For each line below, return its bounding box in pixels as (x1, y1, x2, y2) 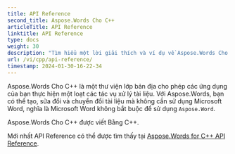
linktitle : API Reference (7, 30, 83, 37)
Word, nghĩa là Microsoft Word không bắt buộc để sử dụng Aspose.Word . (7, 104, 216, 113)
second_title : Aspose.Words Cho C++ (7, 17, 115, 24)
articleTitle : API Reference (7, 23, 93, 30)
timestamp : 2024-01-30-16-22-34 (7, 63, 102, 70)
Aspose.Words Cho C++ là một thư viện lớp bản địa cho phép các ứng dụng (7, 82, 227, 90)
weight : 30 (7, 43, 39, 50)
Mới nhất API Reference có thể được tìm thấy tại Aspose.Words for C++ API (7, 131, 226, 140)
